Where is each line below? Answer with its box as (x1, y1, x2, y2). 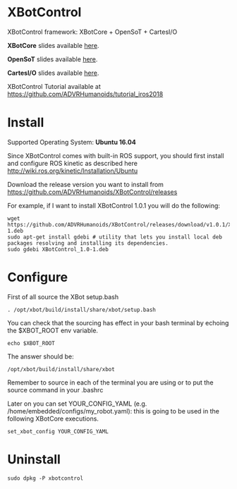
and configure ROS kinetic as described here (7, 159, 138, 167)
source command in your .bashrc (7, 385, 104, 394)
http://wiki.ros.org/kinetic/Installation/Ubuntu (7, 167, 138, 175)
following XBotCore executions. (7, 414, 99, 423)
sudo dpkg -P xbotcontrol (7, 474, 83, 482)
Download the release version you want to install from (7, 180, 164, 188)
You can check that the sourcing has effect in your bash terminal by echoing (7, 318, 229, 327)
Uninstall (7, 452, 61, 467)
